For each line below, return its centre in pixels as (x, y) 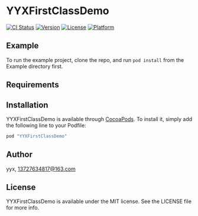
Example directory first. (35, 66)
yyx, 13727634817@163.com (41, 169)
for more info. (23, 208)
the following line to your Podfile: (46, 125)
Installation (27, 105)
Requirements (33, 85)
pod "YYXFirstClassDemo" (37, 136)
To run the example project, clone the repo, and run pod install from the (95, 60)
